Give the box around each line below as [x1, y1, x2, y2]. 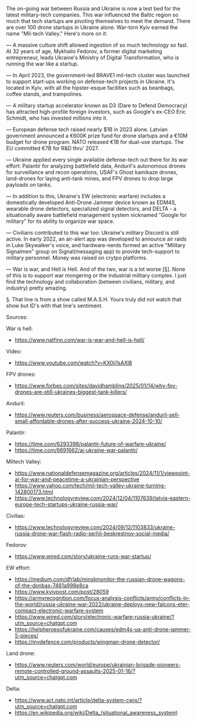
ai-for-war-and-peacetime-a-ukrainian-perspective [14, 476, 140, 483]
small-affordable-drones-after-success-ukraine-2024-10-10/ [14, 418, 163, 424]
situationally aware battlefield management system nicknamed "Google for [6, 212, 187, 218]
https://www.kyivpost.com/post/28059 [14, 588, 109, 595]
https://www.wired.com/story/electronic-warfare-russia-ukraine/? [14, 613, 175, 620]
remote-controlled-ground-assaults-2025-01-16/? [14, 668, 136, 674]
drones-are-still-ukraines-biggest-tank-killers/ [14, 389, 128, 395]
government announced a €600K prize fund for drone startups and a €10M [6, 132, 188, 139]
